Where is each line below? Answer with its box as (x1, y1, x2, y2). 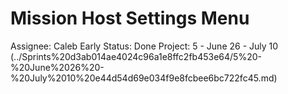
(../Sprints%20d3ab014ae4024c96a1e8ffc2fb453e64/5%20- (10, 50, 262, 62)
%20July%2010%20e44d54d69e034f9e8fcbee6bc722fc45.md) (10, 72, 278, 84)
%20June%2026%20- (10, 61, 105, 73)
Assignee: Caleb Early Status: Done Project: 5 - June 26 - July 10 (10, 40, 279, 52)
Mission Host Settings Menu (10, 7, 250, 30)
